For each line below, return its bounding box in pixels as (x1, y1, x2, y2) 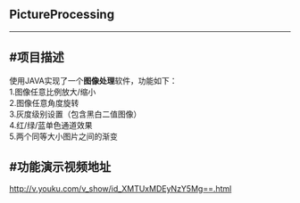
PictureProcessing (9, 7, 114, 22)
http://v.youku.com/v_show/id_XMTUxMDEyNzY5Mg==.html (9, 183, 232, 194)
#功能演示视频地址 (9, 159, 112, 175)
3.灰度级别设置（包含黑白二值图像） (9, 109, 142, 119)
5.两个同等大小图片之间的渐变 (9, 131, 118, 142)
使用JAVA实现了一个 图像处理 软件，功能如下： (9, 75, 178, 85)
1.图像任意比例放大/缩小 (9, 86, 96, 97)
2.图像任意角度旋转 (9, 97, 79, 108)
